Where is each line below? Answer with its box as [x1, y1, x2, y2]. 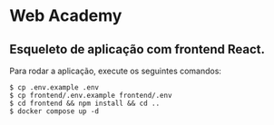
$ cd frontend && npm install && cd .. [9, 99, 161, 108]
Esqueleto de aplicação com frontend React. [9, 42, 266, 57]
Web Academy [9, 5, 122, 26]
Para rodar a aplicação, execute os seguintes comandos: [9, 65, 222, 76]
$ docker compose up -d [9, 107, 100, 116]
